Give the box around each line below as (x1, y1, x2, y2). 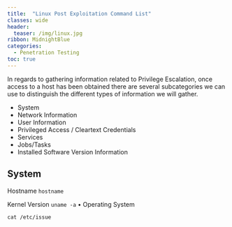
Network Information (17, 110, 78, 119)
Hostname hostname (7, 186, 64, 195)
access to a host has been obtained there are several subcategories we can (7, 82, 226, 91)
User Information (17, 118, 66, 126)
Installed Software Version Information (17, 147, 128, 156)
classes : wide (7, 17, 49, 24)
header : (7, 23, 30, 30)
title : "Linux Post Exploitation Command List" (7, 10, 152, 17)
